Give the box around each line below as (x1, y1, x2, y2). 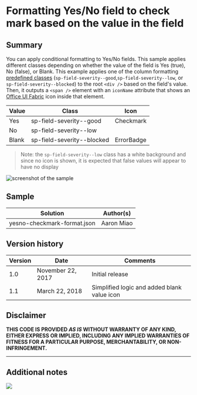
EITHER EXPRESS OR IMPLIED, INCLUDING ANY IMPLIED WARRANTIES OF (6, 332, 190, 339)
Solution (40, 209, 64, 217)
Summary (6, 40, 43, 50)
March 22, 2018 (37, 286, 83, 295)
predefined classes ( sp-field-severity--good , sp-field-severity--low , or (6, 75, 184, 81)
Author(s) (103, 209, 131, 217)
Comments (124, 256, 156, 265)
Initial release (91, 270, 128, 278)
